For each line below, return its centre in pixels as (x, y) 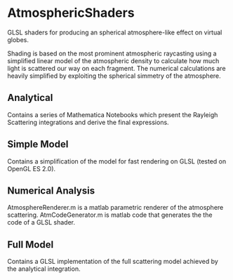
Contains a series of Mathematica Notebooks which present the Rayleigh (113, 114)
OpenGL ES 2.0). (32, 168)
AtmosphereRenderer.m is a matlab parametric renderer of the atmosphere (115, 208)
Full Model (31, 245)
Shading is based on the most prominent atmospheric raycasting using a (112, 53)
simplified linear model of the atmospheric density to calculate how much (113, 60)
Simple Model (38, 144)
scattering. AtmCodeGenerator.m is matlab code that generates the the (110, 215)
